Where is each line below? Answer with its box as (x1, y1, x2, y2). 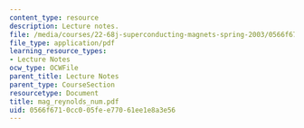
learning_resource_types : (9, 47, 107, 56)
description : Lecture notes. (9, 22, 119, 31)
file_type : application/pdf (9, 38, 116, 48)
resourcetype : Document (9, 88, 100, 97)
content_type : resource (9, 13, 100, 23)
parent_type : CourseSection (9, 80, 116, 89)
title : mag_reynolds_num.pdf (9, 96, 119, 106)
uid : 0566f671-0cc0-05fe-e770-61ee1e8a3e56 (9, 105, 176, 114)
